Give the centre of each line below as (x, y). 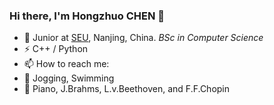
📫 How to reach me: (66, 64)
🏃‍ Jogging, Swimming (69, 78)
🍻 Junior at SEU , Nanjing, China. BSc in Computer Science (143, 38)
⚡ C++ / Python (56, 49)
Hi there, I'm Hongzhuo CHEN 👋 (87, 16)
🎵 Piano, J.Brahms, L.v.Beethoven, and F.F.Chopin (127, 89)
